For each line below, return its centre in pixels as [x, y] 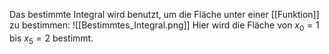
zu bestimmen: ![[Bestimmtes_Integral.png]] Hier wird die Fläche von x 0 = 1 [164, 26]
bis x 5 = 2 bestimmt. [51, 39]
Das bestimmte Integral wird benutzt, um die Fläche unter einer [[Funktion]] [164, 14]
